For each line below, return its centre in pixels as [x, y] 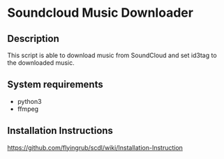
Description [33, 39]
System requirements [55, 85]
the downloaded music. [41, 63]
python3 [29, 101]
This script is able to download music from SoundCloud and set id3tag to [112, 55]
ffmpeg [28, 109]
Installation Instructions [60, 131]
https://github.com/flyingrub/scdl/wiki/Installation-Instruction [95, 147]
